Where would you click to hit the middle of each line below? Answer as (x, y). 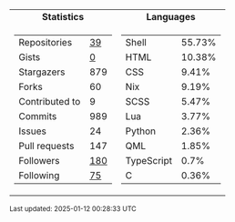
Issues (33, 131)
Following (39, 175)
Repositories (46, 42)
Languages (171, 17)
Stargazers (42, 72)
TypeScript (149, 161)
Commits (38, 116)
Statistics (63, 17)
